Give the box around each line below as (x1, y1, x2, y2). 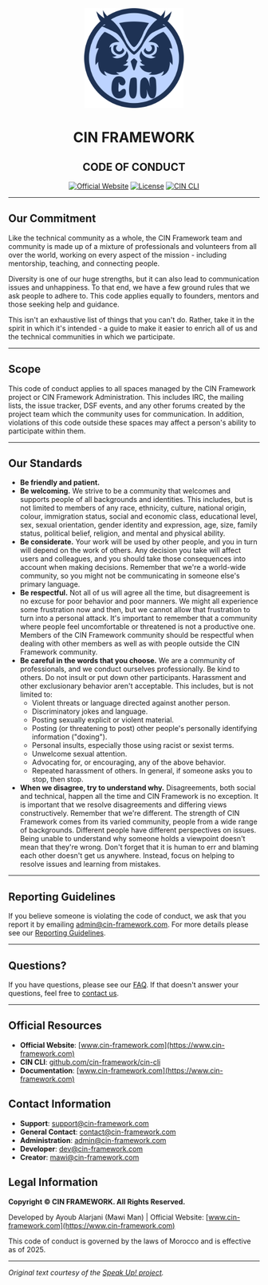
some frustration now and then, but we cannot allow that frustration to (19, 605, 250, 615)
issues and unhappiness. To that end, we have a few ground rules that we (8, 283, 250, 292)
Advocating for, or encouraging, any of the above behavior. (31, 757, 227, 767)
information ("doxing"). (31, 732, 108, 741)
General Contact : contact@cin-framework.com (19, 1127, 177, 1137)
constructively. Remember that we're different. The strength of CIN (19, 809, 240, 818)
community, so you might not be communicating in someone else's (19, 571, 241, 581)
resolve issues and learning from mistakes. (19, 860, 161, 869)
